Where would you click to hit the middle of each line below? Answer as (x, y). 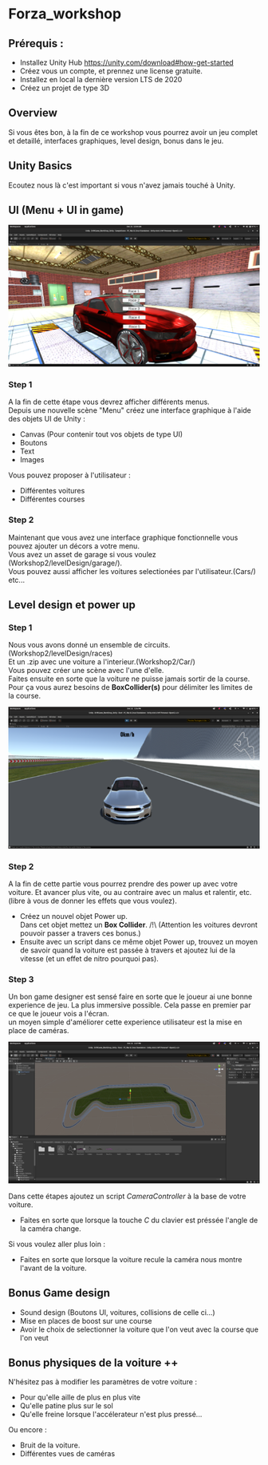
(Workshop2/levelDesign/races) (61, 653)
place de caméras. (39, 1031)
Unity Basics (40, 166)
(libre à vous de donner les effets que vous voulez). (93, 901)
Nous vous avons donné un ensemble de (75, 645)
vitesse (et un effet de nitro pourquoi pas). (89, 959)
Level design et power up (72, 605)
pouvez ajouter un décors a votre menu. (74, 546)
